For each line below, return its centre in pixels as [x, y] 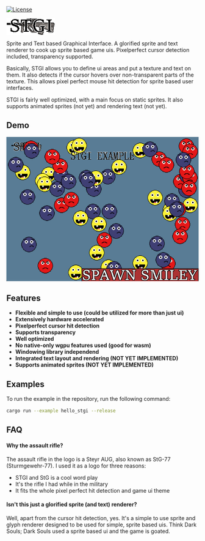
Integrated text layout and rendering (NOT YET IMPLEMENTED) [97, 359]
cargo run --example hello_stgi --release [61, 411]
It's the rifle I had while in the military [62, 484]
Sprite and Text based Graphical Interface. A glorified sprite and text [92, 43]
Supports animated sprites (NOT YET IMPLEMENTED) [85, 365]
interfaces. [20, 88]
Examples [25, 384]
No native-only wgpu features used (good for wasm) [83, 345]
